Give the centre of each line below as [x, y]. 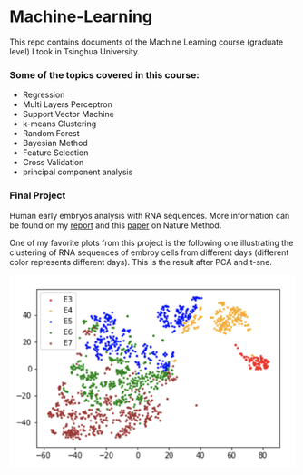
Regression [44, 95]
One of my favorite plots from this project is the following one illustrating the [151, 242]
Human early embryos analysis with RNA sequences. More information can [150, 215]
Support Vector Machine [68, 114]
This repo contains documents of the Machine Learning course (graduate [147, 42]
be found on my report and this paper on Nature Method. [116, 225]
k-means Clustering [59, 124]
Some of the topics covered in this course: [104, 74]
